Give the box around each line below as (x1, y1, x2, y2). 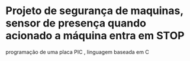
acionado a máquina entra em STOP (5, 29, 185, 42)
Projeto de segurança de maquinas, (5, 4, 184, 18)
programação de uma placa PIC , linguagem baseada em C (5, 48, 149, 55)
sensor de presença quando (5, 16, 146, 30)
